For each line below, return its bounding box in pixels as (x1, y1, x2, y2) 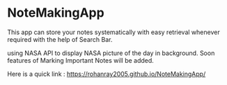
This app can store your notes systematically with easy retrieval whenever (7, 28, 221, 36)
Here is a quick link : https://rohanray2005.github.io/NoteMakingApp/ (7, 70, 206, 78)
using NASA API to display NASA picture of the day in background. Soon (7, 49, 215, 57)
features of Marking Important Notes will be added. (7, 56, 155, 64)
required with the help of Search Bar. (7, 35, 113, 43)
